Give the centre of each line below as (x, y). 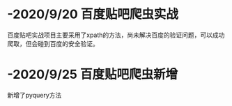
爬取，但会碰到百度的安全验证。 (53, 43)
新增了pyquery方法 (34, 95)
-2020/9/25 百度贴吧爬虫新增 (93, 75)
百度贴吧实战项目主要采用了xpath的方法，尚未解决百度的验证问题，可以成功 (116, 35)
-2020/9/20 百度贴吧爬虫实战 (93, 14)
